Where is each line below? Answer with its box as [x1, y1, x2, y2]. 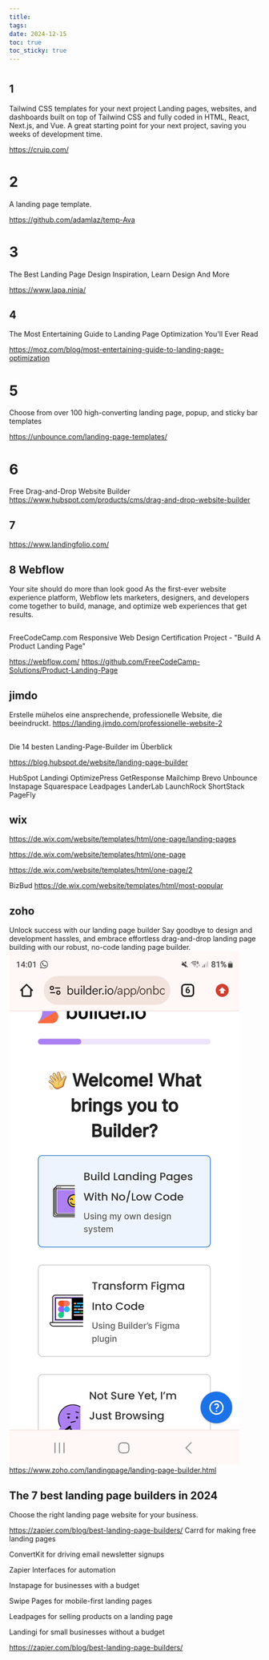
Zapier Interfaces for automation [9, 1565, 116, 1574]
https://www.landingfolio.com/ [9, 539, 110, 549]
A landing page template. [9, 199, 92, 208]
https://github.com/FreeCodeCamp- [81, 657, 201, 667]
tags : [9, 21, 27, 30]
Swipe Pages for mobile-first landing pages [9, 1596, 153, 1605]
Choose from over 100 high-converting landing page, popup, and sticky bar [9, 408, 259, 418]
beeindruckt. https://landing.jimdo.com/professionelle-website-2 [9, 718, 223, 729]
